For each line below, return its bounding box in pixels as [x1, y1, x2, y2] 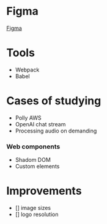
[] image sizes [15, 204, 51, 212]
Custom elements [15, 163, 60, 170]
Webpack [15, 66, 40, 73]
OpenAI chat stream [15, 120, 66, 128]
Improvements [6, 184, 82, 198]
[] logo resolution [15, 211, 59, 218]
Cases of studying [6, 94, 101, 108]
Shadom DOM [15, 156, 51, 164]
